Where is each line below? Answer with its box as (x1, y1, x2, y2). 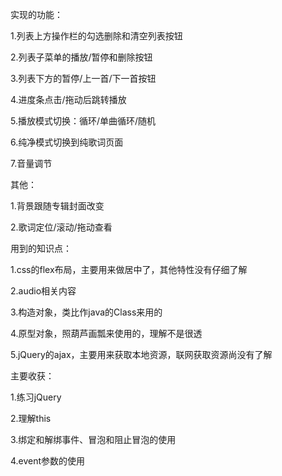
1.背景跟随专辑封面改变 (10, 200, 105, 212)
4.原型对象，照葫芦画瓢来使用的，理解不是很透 (10, 328, 203, 339)
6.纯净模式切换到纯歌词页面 (10, 136, 124, 148)
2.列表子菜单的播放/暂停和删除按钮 (10, 51, 153, 63)
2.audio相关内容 (10, 285, 77, 297)
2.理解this (10, 413, 52, 424)
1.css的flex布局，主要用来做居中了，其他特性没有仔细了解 (10, 264, 248, 275)
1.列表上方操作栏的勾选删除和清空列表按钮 (10, 30, 183, 42)
